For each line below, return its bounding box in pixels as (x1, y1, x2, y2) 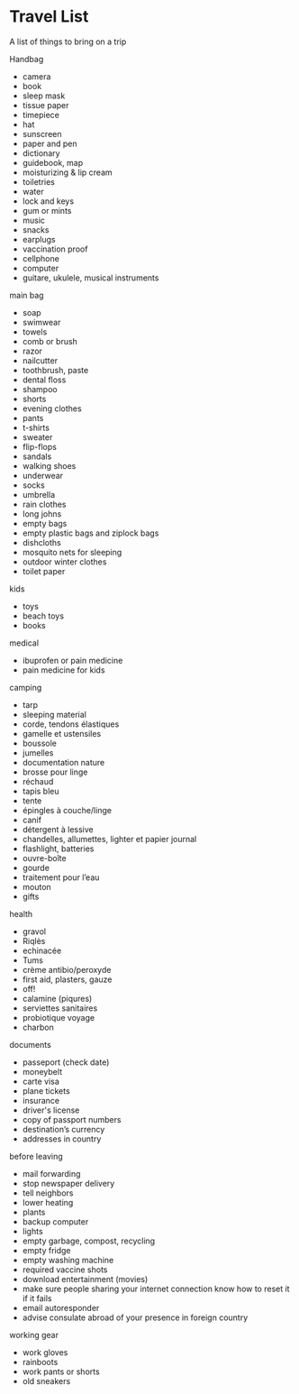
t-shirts (22, 422, 50, 433)
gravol (22, 926, 47, 937)
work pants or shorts (22, 1366, 101, 1377)
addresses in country (22, 1133, 102, 1144)
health (9, 908, 33, 919)
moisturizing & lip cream (22, 167, 113, 178)
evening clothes (22, 403, 83, 414)
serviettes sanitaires (22, 1003, 98, 1013)
